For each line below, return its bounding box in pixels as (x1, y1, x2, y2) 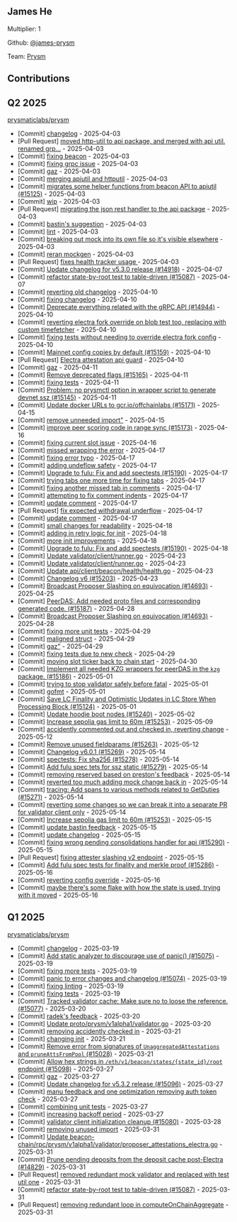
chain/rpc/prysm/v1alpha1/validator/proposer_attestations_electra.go (17, 1140, 218, 1148)
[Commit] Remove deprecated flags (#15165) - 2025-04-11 (17, 370, 189, 379)
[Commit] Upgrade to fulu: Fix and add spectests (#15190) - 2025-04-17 (17, 468, 229, 478)
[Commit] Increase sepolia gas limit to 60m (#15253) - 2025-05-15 (17, 815, 212, 824)
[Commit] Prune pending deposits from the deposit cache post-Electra (17, 1155, 224, 1163)
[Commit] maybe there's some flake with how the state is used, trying (17, 884, 221, 892)
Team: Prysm (7, 52, 46, 60)
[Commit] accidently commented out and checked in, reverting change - (17, 725, 229, 734)
